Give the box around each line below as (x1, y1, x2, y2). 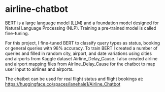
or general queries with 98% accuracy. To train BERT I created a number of (5, 45, 158, 51)
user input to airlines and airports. (5, 66, 74, 72)
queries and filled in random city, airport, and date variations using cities (5, 50, 152, 56)
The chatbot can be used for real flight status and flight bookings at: (5, 76, 144, 82)
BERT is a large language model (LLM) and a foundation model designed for (5, 20, 159, 26)
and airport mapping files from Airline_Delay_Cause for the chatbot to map (5, 61, 156, 67)
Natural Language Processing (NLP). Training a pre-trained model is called (5, 25, 157, 31)
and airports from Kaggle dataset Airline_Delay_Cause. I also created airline (5, 55, 158, 61)
